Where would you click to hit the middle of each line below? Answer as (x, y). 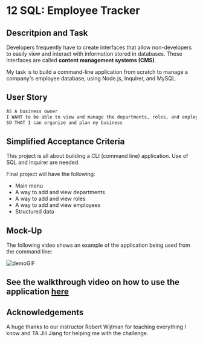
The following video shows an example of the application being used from (98, 245)
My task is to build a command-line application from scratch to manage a (97, 72)
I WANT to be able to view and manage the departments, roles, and (93, 117)
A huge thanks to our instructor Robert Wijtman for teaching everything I (96, 327)
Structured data (34, 212)
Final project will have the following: (51, 174)
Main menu (29, 186)
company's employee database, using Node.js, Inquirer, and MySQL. (92, 78)
